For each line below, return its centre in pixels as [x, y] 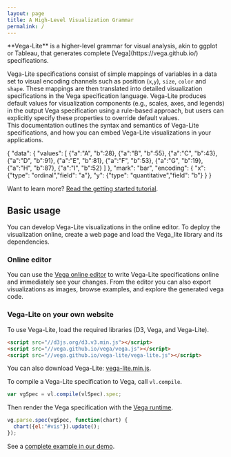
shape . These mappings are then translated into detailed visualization [105, 89]
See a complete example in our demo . [61, 446]
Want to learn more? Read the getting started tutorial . [83, 189]
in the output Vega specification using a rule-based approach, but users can [115, 110]
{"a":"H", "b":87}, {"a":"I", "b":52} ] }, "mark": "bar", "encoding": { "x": [106, 168]
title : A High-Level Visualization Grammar [71, 20]
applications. [25, 140]
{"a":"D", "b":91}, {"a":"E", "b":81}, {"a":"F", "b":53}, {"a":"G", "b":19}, [105, 161]
